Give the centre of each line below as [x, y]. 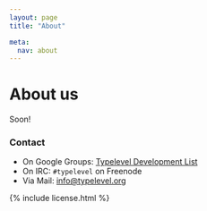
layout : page [34, 17]
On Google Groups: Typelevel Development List [110, 162]
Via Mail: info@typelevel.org [74, 181]
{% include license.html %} [60, 198]
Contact [27, 142]
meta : [19, 42]
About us [44, 94]
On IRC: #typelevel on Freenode [82, 172]
